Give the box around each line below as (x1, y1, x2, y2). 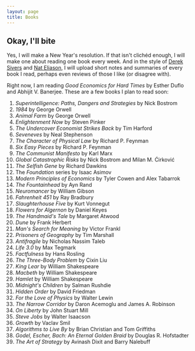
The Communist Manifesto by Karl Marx (15, 150, 113, 157)
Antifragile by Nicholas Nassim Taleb (15, 238, 106, 245)
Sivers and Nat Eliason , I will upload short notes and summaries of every (6, 64, 183, 71)
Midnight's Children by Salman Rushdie (15, 282, 112, 289)
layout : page (6, 8, 39, 15)
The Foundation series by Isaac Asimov (15, 169, 112, 176)
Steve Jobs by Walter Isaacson (15, 313, 91, 320)
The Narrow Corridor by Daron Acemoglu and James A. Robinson (15, 301, 175, 308)
